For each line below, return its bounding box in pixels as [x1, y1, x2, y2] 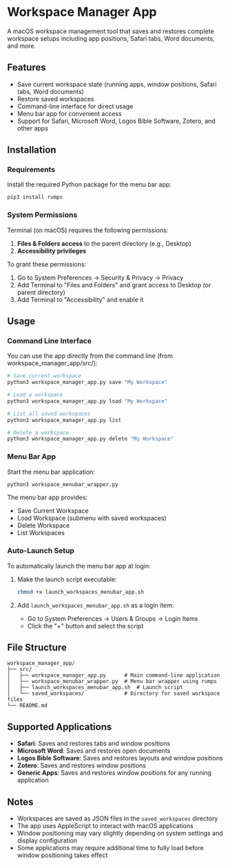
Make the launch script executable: [17, 575, 117, 584]
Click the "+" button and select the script [27, 622, 144, 630]
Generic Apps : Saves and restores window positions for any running [17, 769, 212, 777]
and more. [7, 41, 36, 50]
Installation [7, 144, 56, 156]
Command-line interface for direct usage [17, 102, 134, 110]
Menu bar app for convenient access [17, 109, 122, 117]
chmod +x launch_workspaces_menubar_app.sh [17, 588, 145, 595]
